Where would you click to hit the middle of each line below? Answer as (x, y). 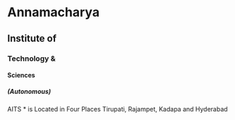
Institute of (32, 38)
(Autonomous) (29, 91)
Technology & (31, 59)
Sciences (21, 76)
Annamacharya (54, 12)
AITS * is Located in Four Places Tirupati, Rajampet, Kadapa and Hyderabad (117, 109)
